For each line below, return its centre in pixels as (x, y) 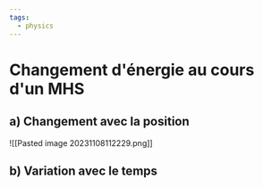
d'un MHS (47, 89)
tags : (19, 17)
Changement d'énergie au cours (132, 70)
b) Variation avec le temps (84, 171)
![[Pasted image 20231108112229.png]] (81, 142)
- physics (35, 26)
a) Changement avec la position (99, 122)
